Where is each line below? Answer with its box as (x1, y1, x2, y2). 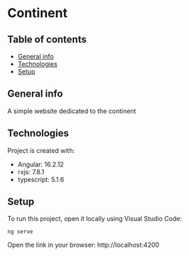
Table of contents (7, 33, 87, 46)
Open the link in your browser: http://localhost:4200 (7, 240, 160, 250)
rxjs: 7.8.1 (17, 167, 45, 176)
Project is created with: (7, 146, 75, 154)
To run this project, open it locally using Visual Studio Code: (7, 215, 183, 223)
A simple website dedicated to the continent (7, 107, 136, 115)
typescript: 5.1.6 (17, 175, 65, 183)
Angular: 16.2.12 (17, 160, 64, 169)
